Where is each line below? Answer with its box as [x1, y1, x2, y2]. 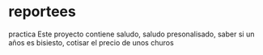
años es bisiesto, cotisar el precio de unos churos [8, 37, 174, 47]
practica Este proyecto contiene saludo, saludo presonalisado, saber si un [8, 29, 255, 39]
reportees [8, 2, 77, 21]
